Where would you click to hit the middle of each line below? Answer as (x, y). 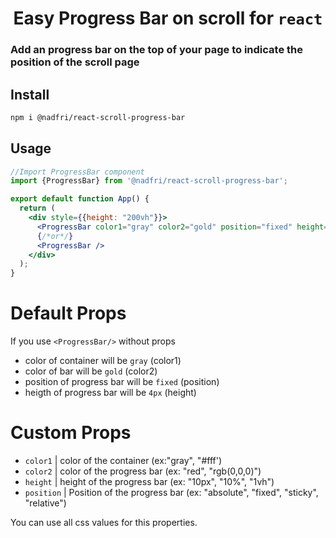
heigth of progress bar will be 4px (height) (110, 393)
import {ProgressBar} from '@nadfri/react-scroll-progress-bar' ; (149, 181)
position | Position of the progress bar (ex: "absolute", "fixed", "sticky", (171, 493)
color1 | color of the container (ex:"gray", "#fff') (123, 461)
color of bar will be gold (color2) (91, 371)
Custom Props (71, 433)
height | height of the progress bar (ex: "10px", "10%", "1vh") (149, 482)
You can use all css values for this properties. (104, 523)
